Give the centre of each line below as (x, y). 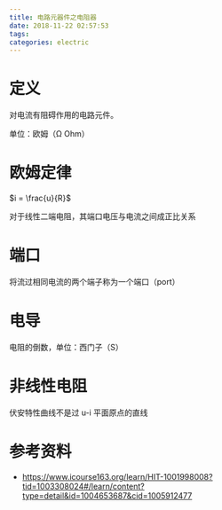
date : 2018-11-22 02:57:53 (59, 26)
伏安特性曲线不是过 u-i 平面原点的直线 (79, 412)
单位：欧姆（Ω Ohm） (49, 134)
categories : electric (49, 42)
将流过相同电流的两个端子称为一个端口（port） (95, 282)
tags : (19, 34)
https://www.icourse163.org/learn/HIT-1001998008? (117, 476)
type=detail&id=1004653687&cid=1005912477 (107, 495)
